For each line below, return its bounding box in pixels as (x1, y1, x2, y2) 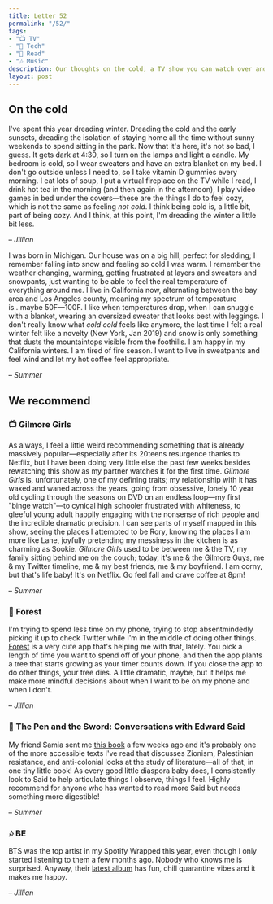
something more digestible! (8, 791, 100, 801)
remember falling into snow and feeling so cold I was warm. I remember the (8, 260, 262, 269)
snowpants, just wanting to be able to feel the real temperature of (8, 277, 227, 286)
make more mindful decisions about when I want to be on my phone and (8, 676, 250, 686)
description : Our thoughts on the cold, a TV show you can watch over (8, 65, 253, 73)
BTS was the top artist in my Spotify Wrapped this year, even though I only (8, 846, 258, 856)
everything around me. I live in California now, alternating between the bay (8, 286, 258, 295)
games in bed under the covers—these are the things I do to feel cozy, (8, 193, 244, 203)
